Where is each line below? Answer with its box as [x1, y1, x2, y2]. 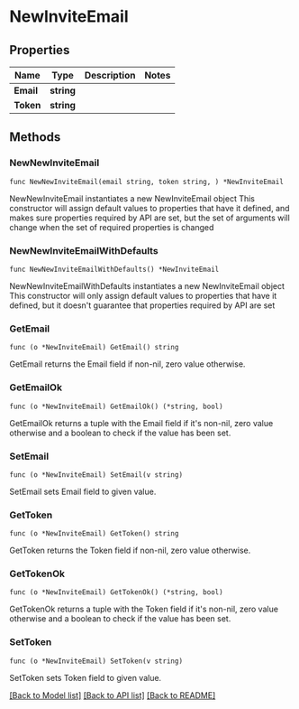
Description [84, 70, 136, 81]
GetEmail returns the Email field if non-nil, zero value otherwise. [9, 359, 246, 369]
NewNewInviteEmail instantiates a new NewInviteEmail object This [9, 192, 255, 204]
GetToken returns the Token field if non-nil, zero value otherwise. [9, 545, 251, 556]
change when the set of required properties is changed [9, 221, 214, 232]
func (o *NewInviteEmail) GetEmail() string [9, 343, 179, 352]
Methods [9, 129, 61, 145]
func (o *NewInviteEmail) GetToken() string [9, 529, 179, 538]
